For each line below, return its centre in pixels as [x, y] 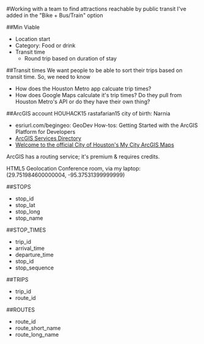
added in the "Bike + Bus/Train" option [55, 15]
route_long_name [37, 335]
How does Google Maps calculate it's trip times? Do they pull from [98, 95]
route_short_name [38, 328]
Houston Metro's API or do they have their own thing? [83, 101]
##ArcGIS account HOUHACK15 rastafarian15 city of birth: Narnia [88, 113]
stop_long [28, 211]
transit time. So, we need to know [48, 77]
